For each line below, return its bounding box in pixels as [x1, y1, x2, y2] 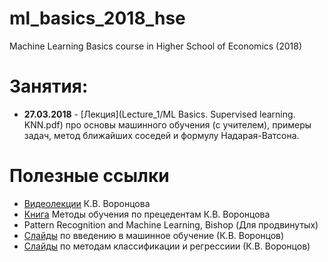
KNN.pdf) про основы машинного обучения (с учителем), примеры [23, 118, 312, 131]
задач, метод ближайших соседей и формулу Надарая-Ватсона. [23, 129, 300, 141]
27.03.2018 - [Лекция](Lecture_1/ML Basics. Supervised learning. [23, 108, 296, 120]
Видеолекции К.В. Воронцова [23, 197, 151, 209]
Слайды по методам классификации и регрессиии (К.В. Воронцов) [23, 240, 311, 252]
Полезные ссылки [9, 165, 170, 187]
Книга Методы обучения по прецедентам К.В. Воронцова [23, 208, 271, 220]
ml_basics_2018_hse [9, 7, 186, 30]
